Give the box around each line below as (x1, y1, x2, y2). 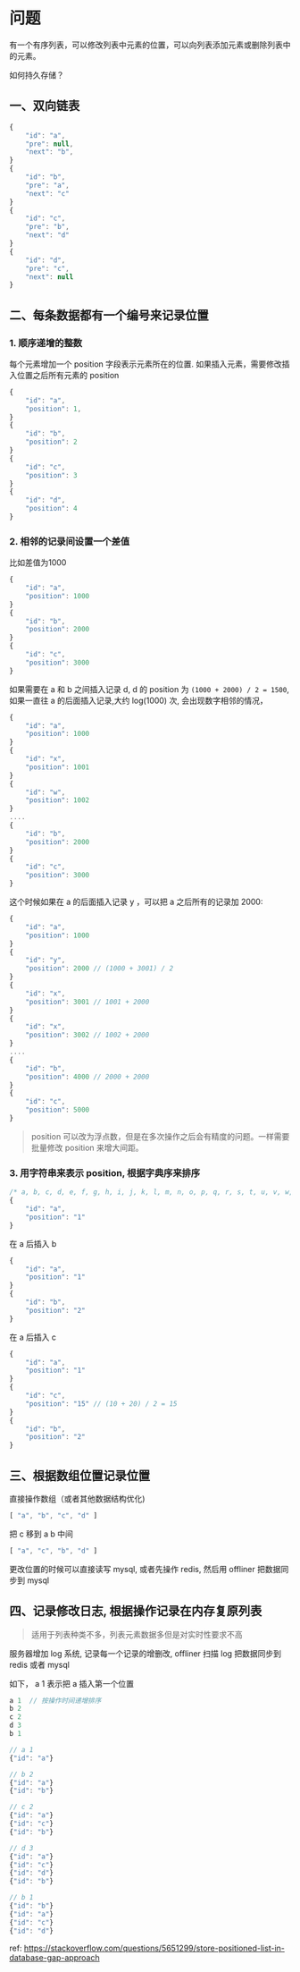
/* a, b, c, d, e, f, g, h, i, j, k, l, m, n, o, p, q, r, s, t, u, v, (9, 1188, 281, 1197)
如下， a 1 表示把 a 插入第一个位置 (9, 1678, 135, 1688)
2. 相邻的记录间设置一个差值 (9, 535, 130, 547)
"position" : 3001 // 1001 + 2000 (25, 997, 150, 1006)
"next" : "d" (25, 231, 70, 240)
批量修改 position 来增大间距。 (30, 1142, 145, 1153)
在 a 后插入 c (9, 1332, 56, 1342)
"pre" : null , (25, 140, 74, 148)
